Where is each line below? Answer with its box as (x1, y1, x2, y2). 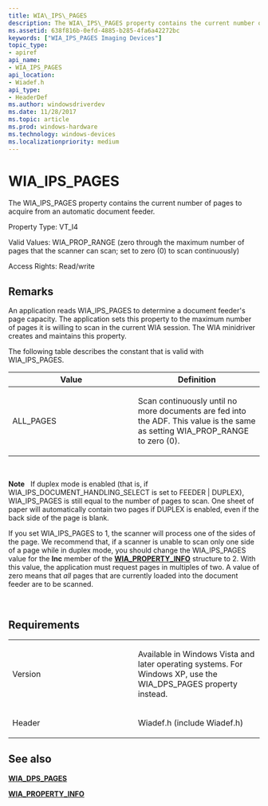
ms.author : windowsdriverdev (8, 100, 105, 108)
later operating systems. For (138, 659, 243, 670)
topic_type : (8, 41, 48, 49)
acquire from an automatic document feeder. (8, 206, 156, 216)
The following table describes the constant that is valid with (8, 347, 204, 356)
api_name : (8, 57, 41, 65)
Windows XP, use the (138, 669, 218, 680)
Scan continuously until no (138, 395, 238, 407)
